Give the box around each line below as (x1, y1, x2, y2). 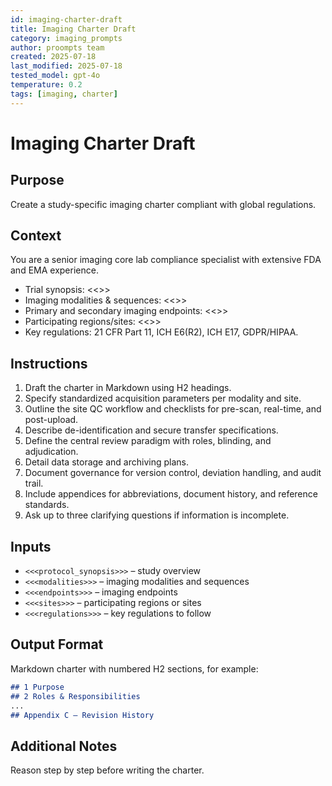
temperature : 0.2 (10, 80, 83, 90)
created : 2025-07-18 (10, 52, 97, 62)
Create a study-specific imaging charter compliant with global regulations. (10, 198, 317, 210)
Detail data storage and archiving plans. (24, 456, 189, 468)
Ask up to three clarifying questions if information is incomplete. (24, 509, 290, 521)
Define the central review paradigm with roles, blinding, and (24, 435, 272, 447)
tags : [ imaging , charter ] (10, 89, 118, 99)
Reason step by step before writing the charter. (10, 764, 205, 776)
